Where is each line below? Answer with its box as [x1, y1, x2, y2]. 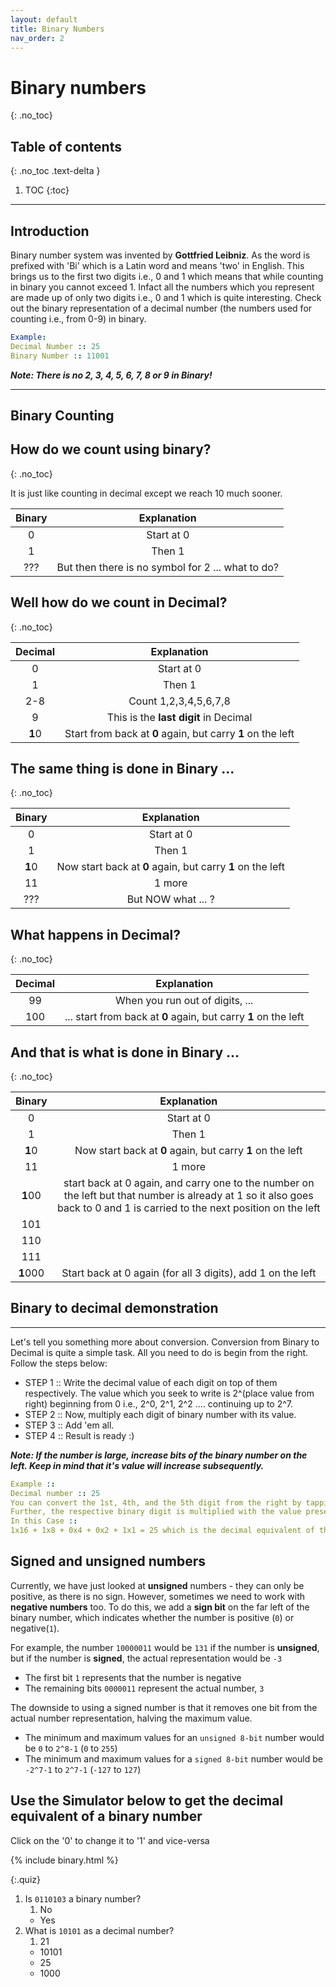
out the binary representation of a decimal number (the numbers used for [10, 302, 313, 314]
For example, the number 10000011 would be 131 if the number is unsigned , [10, 1641, 320, 1653]
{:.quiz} [10, 1873, 41, 1885]
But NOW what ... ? [126, 892, 215, 906]
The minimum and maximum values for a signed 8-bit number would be [24, 1752, 323, 1765]
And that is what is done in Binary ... [10, 1044, 240, 1061]
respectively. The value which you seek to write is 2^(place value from [24, 1387, 315, 1399]
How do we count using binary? [10, 441, 212, 458]
